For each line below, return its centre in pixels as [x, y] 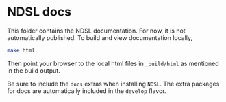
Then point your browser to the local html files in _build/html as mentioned [113, 63]
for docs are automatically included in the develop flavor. [87, 91]
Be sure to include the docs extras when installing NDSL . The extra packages [113, 84]
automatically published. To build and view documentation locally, [100, 37]
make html [21, 50]
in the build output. [34, 70]
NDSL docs [39, 12]
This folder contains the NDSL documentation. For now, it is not [97, 31]
